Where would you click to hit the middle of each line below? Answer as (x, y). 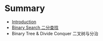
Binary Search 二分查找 (35, 27)
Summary (25, 8)
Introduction (24, 22)
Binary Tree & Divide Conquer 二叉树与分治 (55, 33)
